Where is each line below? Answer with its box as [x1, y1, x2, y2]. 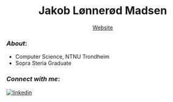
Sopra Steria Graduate [15, 59, 72, 67]
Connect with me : [6, 75, 61, 83]
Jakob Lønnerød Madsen [38, 4, 167, 18]
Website [92, 24, 113, 31]
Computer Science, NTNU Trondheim [15, 53, 110, 60]
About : [6, 39, 28, 48]
